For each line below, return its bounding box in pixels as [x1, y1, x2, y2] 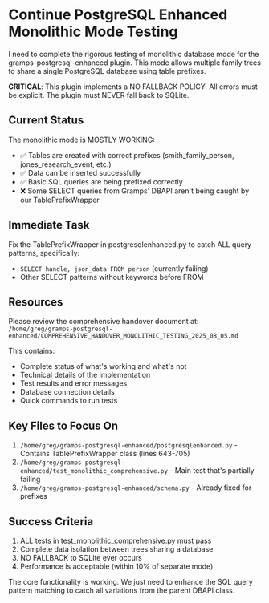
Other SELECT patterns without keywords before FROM [19, 272, 204, 281]
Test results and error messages [19, 378, 128, 388]
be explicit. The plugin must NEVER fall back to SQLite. [8, 90, 190, 99]
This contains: [8, 346, 55, 356]
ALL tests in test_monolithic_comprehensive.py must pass [19, 536, 212, 545]
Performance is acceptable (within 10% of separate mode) [19, 561, 214, 571]
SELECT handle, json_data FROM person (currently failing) [19, 263, 209, 273]
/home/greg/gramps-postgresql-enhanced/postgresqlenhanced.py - [19, 440, 238, 450]
